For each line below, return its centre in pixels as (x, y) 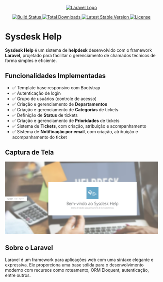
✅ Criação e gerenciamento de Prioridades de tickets (66, 121)
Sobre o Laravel (29, 248)
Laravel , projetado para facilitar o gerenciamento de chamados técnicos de (81, 55)
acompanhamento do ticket (39, 137)
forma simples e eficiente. (31, 60)
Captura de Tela (30, 152)
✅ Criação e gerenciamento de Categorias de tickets (65, 109)
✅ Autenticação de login (36, 93)
